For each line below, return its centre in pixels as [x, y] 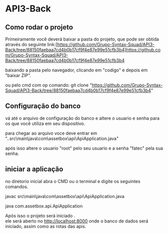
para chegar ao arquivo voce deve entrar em [51, 133]
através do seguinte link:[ [31, 44]
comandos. [17, 186]
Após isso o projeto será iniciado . [40, 215]
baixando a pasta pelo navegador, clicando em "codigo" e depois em [76, 70]
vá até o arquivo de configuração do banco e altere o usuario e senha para [82, 118]
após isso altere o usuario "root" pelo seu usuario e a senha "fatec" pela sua [84, 148]
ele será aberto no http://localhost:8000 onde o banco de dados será [77, 221]
